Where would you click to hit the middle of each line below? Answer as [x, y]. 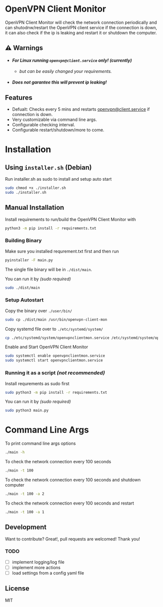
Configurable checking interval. [43, 124]
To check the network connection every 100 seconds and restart [70, 503]
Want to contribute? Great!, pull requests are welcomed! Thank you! [73, 539]
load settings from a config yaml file [48, 573]
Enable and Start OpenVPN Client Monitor [47, 347]
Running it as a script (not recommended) [55, 373]
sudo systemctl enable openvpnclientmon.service [55, 356]
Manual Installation [35, 208]
